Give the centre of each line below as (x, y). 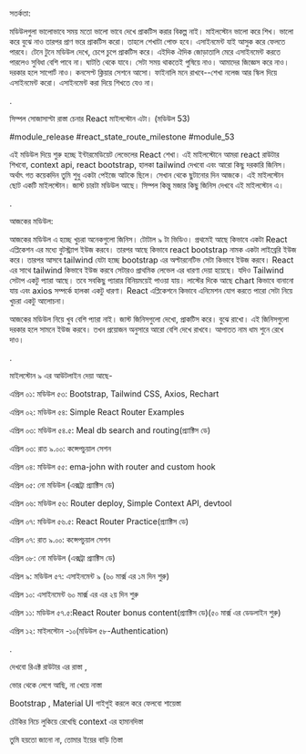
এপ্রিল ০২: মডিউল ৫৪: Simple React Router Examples (97, 412)
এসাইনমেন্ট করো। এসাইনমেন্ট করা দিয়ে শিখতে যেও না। (82, 83)
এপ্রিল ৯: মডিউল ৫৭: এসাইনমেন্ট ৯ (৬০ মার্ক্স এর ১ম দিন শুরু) (90, 576)
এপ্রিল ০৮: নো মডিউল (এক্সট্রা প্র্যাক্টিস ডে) (62, 558)
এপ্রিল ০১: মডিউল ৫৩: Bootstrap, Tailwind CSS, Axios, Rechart (114, 394)
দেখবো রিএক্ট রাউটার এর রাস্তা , (48, 666)
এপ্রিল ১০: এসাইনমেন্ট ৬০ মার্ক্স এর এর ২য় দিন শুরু (74, 594)
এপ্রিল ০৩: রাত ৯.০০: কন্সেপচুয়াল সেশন (61, 449)
